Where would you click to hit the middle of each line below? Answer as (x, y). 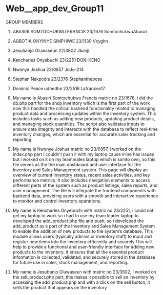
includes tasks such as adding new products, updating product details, (84, 118)
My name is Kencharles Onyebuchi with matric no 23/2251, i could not (83, 210)
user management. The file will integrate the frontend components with (84, 190)
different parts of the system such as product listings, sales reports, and (85, 185)
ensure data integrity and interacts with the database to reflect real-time (85, 129)
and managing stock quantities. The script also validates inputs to (79, 124)
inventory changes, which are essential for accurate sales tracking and (84, 134)
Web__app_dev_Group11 (55, 9)
